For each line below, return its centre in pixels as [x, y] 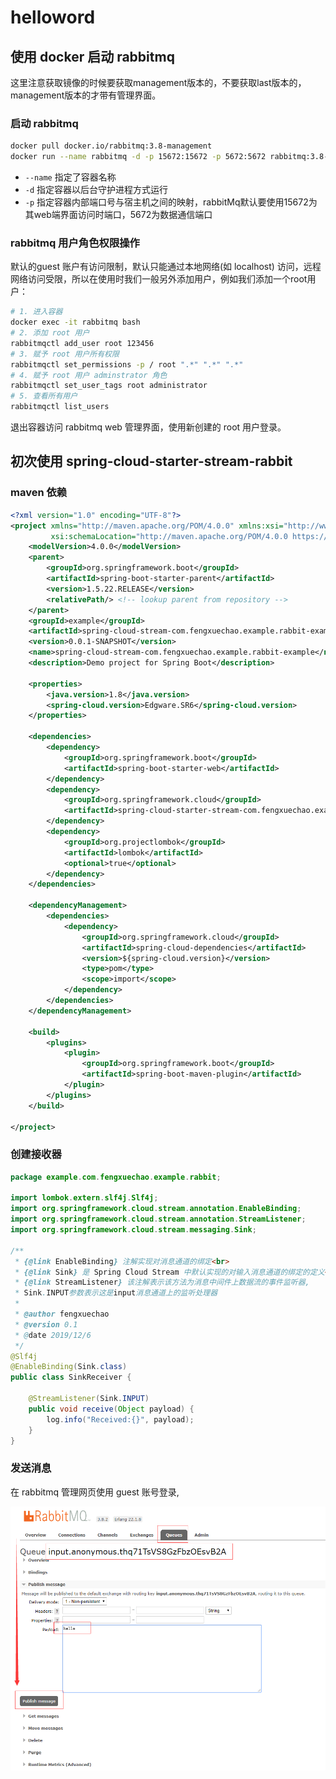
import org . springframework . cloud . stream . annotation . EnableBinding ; [156, 1209]
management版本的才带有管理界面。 [86, 95]
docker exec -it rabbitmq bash [75, 322]
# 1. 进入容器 [36, 312]
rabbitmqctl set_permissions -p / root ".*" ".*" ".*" [127, 364]
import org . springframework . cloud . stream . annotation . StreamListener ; [158, 1219]
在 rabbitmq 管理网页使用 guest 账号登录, [95, 1492]
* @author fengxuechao [62, 1314]
